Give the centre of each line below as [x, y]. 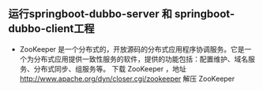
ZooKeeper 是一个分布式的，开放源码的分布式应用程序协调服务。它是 [132, 49]
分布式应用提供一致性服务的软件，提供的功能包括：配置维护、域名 [141, 59]
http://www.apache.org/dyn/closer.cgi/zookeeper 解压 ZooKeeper [127, 78]
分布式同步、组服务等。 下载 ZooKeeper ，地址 [110, 68]
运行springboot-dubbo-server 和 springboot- [122, 14]
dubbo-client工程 [51, 29]
